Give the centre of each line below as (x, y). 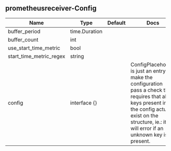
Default (116, 22)
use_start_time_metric (34, 48)
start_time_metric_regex (37, 56)
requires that (146, 96)
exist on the (145, 115)
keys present (146, 103)
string (77, 56)
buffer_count (23, 39)
